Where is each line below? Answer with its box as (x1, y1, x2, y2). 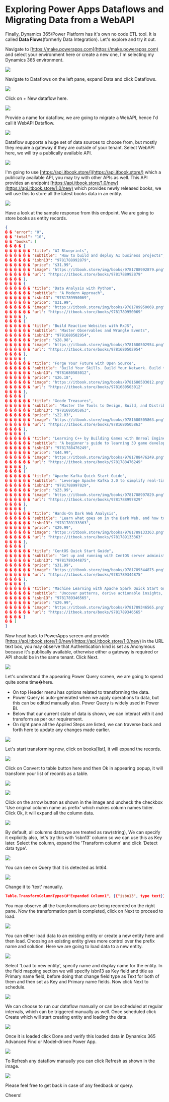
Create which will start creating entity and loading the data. (5, 1014, 128, 1020)
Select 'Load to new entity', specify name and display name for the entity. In (5, 963, 162, 969)
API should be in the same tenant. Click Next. (5, 654, 99, 660)
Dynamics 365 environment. (5, 57, 64, 63)
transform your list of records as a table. (5, 770, 89, 777)
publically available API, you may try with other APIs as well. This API (5, 174, 148, 180)
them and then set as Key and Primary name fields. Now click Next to (5, 979, 149, 985)
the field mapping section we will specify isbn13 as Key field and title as (5, 968, 153, 974)
